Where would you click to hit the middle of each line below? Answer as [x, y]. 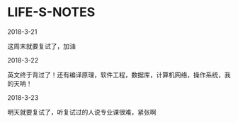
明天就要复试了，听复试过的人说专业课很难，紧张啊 [82, 112]
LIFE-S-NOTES [51, 12]
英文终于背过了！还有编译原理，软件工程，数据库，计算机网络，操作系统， [116, 75]
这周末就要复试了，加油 [41, 46]
